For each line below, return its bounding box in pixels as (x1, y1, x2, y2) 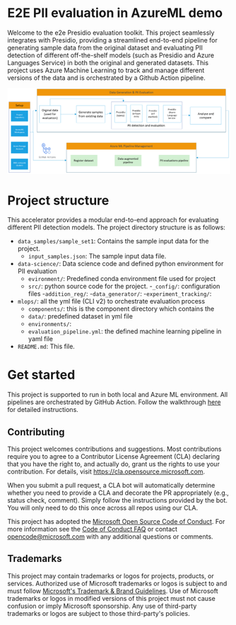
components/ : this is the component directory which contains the (28, 304, 215, 313)
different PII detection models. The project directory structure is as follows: (7, 223, 226, 231)
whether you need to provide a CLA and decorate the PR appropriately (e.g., (7, 488, 230, 497)
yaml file (28, 335, 53, 343)
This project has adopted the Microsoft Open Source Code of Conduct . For (7, 517, 225, 526)
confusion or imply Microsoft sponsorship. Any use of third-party (7, 602, 197, 610)
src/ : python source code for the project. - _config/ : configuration (28, 282, 220, 291)
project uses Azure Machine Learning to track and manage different (7, 66, 205, 74)
